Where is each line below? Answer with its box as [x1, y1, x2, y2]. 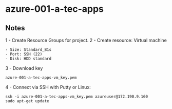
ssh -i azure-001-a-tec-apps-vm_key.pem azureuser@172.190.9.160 [5, 94, 148, 99]
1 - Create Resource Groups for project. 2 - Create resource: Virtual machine [5, 37, 167, 43]
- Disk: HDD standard [5, 56, 52, 61]
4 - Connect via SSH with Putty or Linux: [5, 84, 91, 90]
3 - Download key [5, 65, 43, 71]
